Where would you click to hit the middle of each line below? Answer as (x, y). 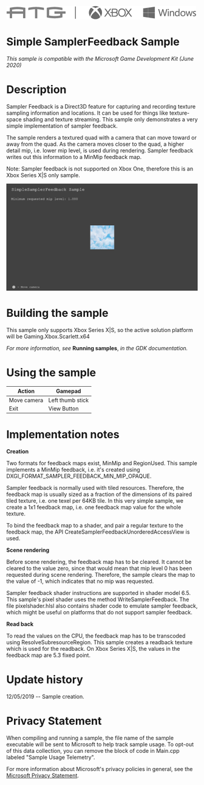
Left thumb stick (69, 400)
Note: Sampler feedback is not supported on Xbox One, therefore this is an (100, 168)
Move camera (26, 400)
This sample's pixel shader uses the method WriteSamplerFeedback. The (98, 600)
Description (36, 90)
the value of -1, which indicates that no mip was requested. (80, 581)
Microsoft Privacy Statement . (42, 776)
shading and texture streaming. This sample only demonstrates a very (110, 119)
